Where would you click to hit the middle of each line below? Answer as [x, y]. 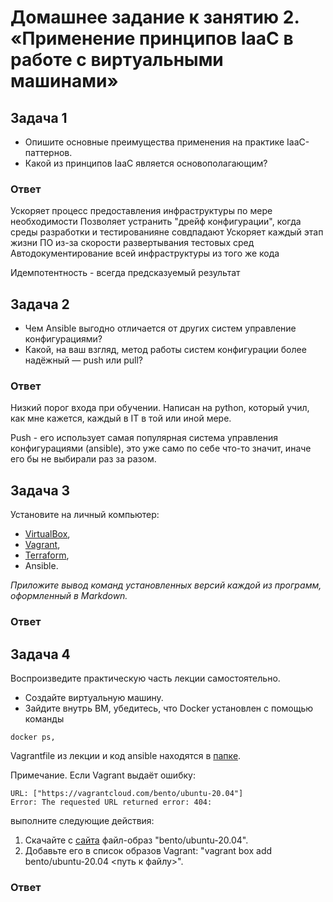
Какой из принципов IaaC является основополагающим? [146, 163]
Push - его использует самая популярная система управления [144, 438]
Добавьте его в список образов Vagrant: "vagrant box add [148, 850]
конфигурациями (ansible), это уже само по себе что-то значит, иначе [161, 448]
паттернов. [48, 152]
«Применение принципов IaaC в [152, 38]
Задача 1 [39, 117]
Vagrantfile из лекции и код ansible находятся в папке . [126, 755]
